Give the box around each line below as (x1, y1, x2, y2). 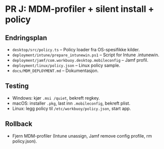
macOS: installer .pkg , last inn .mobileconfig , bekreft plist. (12, 100, 131, 106)
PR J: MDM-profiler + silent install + (5, 3, 154, 15)
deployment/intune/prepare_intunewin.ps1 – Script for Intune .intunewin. (12, 52, 160, 58)
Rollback (5, 120, 33, 128)
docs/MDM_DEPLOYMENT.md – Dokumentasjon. (12, 68, 99, 74)
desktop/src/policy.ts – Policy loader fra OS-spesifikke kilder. (12, 47, 140, 52)
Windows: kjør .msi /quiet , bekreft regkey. (12, 95, 100, 101)
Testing (5, 82, 29, 90)
